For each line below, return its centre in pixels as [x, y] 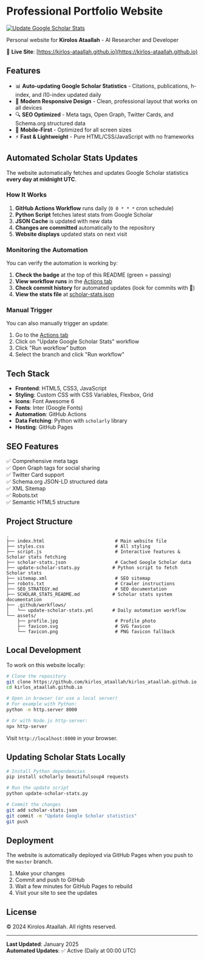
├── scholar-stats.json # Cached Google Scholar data [99, 562]
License [22, 912]
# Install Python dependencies [46, 771]
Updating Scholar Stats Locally [66, 757]
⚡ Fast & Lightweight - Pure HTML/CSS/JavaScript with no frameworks [104, 136]
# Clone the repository [36, 676]
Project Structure [39, 522]
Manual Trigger [29, 310]
